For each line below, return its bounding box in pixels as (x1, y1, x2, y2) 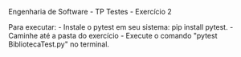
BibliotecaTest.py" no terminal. (8, 39, 110, 49)
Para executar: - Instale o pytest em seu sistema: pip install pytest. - (8, 22, 234, 31)
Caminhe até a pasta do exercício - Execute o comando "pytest (8, 31, 218, 40)
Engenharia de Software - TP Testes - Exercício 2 (8, 7, 173, 16)
